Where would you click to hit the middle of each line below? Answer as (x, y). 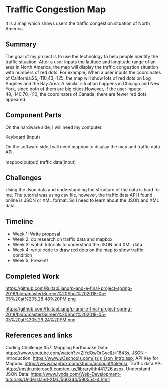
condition (22, 255)
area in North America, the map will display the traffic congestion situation (82, 67)
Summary (21, 45)
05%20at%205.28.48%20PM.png (41, 299)
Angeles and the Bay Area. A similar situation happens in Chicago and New (83, 83)
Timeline (19, 222)
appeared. (16, 99)
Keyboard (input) (23, 137)
